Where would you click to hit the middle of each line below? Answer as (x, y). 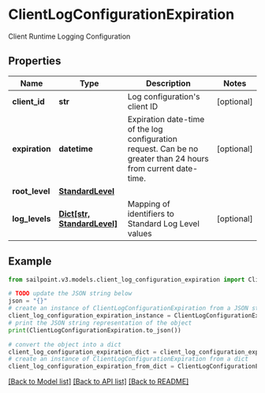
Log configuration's (164, 96)
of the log (145, 129)
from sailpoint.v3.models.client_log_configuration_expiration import (127, 280)
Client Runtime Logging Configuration (69, 36)
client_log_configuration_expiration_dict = (82, 352)
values (140, 233)
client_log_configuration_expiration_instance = (90, 316)
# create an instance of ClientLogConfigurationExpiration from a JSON (128, 309)
